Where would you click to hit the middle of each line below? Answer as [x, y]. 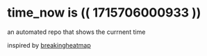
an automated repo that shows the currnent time [76, 32]
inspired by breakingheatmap [49, 45]
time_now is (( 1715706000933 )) [104, 13]
